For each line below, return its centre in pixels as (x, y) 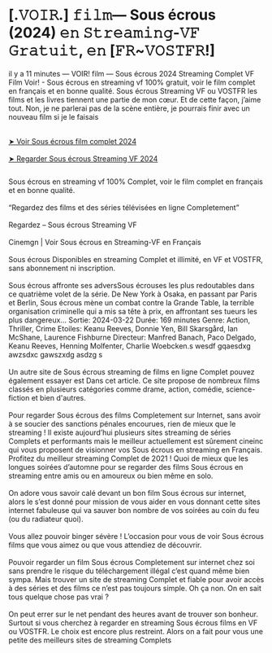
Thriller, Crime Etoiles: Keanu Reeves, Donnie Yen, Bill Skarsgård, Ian (123, 328)
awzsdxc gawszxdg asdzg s (56, 354)
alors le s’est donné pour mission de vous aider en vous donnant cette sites (135, 502)
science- (241, 389)
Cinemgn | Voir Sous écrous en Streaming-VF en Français (105, 242)
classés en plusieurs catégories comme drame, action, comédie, (117, 389)
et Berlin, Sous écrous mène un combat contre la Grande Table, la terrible (131, 302)
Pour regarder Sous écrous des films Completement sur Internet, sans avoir (135, 415)
